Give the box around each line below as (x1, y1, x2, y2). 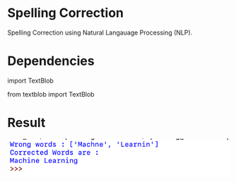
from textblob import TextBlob (7, 90, 95, 98)
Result (7, 115, 46, 131)
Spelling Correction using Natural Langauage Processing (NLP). (7, 28, 193, 37)
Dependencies (7, 53, 95, 69)
